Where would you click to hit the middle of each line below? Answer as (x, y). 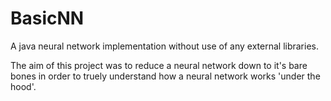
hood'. (23, 86)
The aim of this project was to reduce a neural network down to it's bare (159, 65)
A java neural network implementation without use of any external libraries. (165, 46)
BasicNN (47, 18)
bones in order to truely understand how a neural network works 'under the (165, 76)
